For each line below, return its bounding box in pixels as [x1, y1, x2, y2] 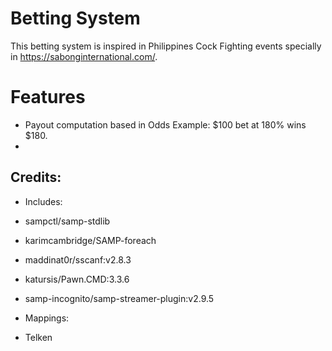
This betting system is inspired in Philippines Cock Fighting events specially [10, 40, 322, 52]
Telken [24, 331, 53, 343]
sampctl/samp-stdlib [24, 215, 111, 227]
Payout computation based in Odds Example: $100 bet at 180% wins [24, 118, 307, 131]
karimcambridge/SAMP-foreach [24, 234, 157, 246]
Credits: [10, 169, 62, 186]
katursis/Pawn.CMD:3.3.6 [24, 273, 130, 285]
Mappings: [24, 312, 70, 324]
